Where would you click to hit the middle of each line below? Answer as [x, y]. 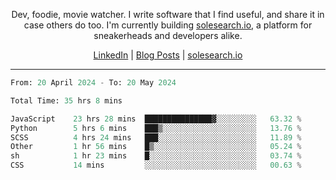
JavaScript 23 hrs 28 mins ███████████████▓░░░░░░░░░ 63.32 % [156, 119]
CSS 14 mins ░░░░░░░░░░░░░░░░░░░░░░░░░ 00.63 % [156, 165]
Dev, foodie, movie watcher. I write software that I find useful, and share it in [168, 14]
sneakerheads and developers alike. [168, 35]
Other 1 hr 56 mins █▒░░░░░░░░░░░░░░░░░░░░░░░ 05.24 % [156, 147]
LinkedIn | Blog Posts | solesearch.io [168, 55]
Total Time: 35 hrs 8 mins [66, 100]
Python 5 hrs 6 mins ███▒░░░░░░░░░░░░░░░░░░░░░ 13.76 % [156, 128]
